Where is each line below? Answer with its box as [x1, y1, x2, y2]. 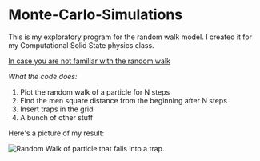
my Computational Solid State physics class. [8, 40, 154, 50]
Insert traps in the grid [19, 104, 94, 114]
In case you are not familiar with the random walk [8, 56, 170, 66]
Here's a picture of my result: [8, 128, 105, 138]
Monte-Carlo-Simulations [8, 6, 182, 24]
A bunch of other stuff [19, 112, 94, 122]
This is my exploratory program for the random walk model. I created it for [8, 32, 252, 42]
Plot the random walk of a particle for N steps [19, 87, 170, 97]
